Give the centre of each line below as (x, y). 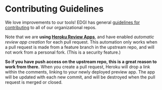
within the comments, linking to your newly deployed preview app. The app (80, 72)
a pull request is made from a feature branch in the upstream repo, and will (80, 47)
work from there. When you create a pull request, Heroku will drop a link (78, 67)
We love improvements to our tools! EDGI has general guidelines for (73, 22)
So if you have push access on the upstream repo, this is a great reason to (81, 61)
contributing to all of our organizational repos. (51, 27)
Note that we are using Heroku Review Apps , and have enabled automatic (80, 37)
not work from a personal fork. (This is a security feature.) (63, 52)
